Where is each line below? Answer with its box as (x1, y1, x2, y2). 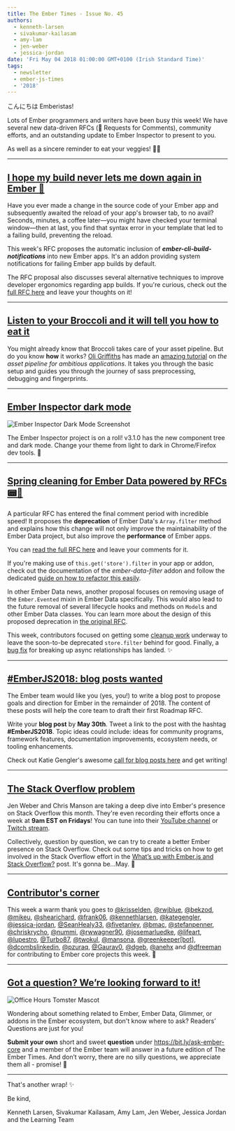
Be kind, (7, 1094, 31, 1102)
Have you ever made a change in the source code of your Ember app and (7, 201, 219, 210)
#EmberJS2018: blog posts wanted (7, 673, 163, 685)
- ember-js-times (13, 75, 64, 83)
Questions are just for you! (7, 1024, 84, 1032)
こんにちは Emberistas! (7, 102, 74, 111)
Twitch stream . (7, 824, 50, 832)
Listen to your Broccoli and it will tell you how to (7, 315, 219, 327)
